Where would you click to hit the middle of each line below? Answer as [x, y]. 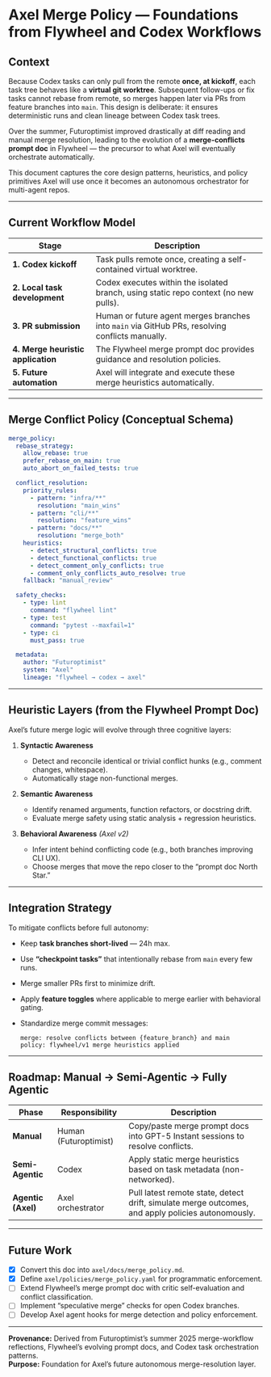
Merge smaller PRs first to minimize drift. [88, 983]
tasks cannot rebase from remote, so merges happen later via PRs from [127, 98]
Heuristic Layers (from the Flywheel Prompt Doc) [134, 710]
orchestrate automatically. [52, 157]
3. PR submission [46, 326]
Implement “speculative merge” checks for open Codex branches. [129, 1306]
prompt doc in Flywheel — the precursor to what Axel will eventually [122, 148]
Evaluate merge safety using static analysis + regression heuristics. [144, 818]
